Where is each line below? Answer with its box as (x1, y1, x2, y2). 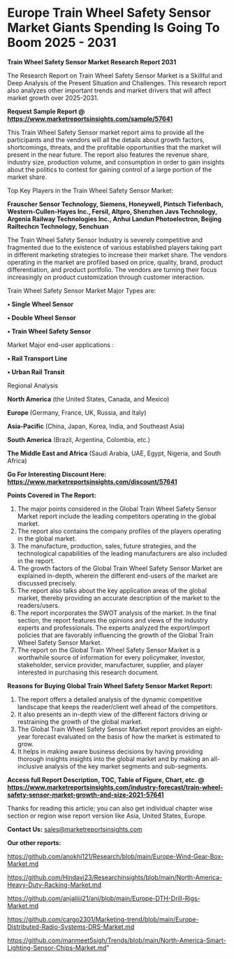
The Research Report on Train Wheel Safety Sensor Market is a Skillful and (7, 71, 223, 80)
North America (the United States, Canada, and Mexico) (7, 395, 170, 403)
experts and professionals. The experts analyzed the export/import (17, 623, 210, 632)
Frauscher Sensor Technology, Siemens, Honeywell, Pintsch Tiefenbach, (7, 199, 224, 208)
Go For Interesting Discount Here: (7, 470, 107, 478)
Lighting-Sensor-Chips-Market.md (7, 943, 107, 952)
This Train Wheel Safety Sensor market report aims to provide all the (7, 128, 205, 136)
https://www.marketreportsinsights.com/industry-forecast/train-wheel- (7, 783, 224, 791)
